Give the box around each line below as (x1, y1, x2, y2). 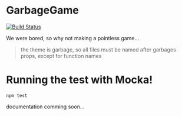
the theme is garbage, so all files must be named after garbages (20, 46, 177, 53)
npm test (6, 92, 28, 98)
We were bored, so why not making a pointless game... (6, 34, 140, 41)
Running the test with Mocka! (6, 73, 153, 86)
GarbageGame (6, 4, 80, 17)
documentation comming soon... (6, 103, 85, 110)
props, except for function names (20, 52, 102, 59)
